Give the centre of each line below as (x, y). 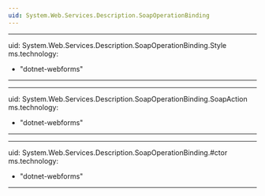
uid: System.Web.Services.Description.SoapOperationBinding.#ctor (118, 152)
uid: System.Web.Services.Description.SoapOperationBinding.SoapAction (128, 98)
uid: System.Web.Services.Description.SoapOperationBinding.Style (118, 45)
